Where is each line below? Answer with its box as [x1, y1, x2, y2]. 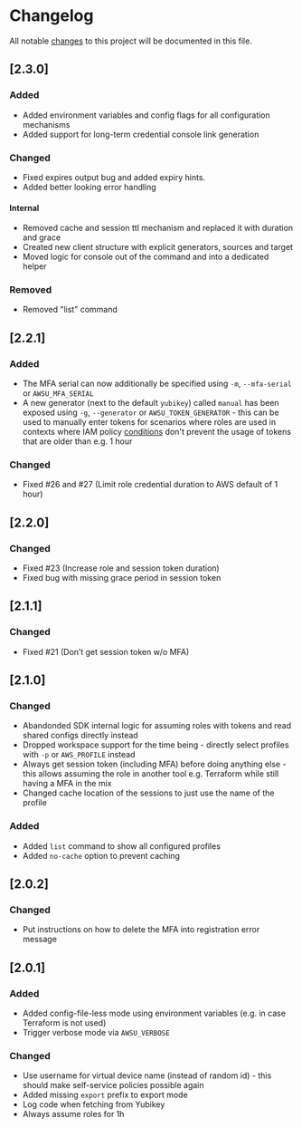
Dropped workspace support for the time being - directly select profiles [22, 739, 289, 750]
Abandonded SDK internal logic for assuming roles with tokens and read [22, 720, 292, 731]
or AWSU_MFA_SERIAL [22, 388, 94, 399]
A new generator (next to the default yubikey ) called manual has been [22, 398, 279, 409]
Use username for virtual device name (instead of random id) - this [22, 1070, 272, 1081]
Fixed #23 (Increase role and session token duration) [22, 563, 220, 574]
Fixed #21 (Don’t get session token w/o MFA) [22, 646, 190, 657]
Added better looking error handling [22, 181, 156, 192]
